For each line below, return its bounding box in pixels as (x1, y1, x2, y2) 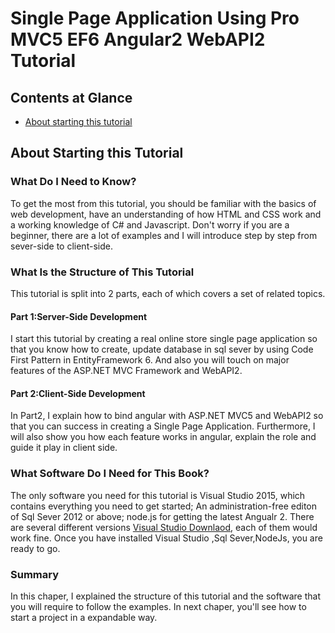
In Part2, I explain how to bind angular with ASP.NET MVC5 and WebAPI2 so (10, 410, 324, 422)
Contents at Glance (10, 89, 133, 106)
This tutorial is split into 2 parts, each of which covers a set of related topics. (10, 287, 326, 299)
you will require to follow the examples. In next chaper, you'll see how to (10, 600, 307, 612)
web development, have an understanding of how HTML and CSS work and (10, 208, 322, 220)
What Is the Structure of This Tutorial (10, 265, 195, 279)
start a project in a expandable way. (10, 611, 158, 623)
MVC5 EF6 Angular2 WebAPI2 (10, 28, 266, 51)
